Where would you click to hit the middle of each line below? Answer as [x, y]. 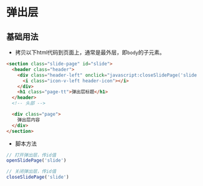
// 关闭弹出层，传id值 [31, 171]
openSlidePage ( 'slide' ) [36, 161]
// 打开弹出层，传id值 [31, 155]
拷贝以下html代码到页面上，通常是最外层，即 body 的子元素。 [90, 52]
